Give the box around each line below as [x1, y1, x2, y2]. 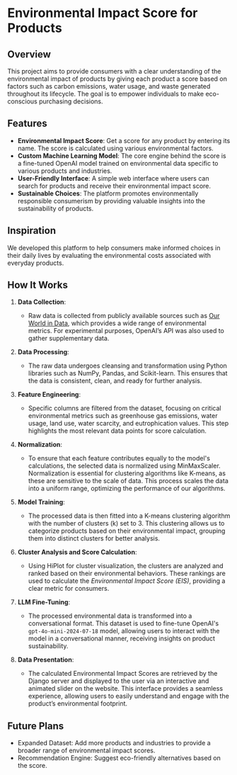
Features [7, 118, 47, 130]
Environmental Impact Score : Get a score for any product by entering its [17, 136, 231, 145]
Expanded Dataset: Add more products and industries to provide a [17, 739, 211, 747]
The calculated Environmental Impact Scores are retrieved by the [28, 669, 218, 678]
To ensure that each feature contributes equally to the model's [28, 454, 211, 463]
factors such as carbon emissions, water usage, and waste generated [7, 82, 211, 90]
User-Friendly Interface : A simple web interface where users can [17, 174, 209, 182]
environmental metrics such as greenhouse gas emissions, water [28, 412, 218, 420]
